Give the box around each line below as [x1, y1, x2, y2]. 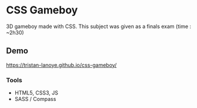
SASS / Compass [14, 96, 56, 103]
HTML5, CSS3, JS [14, 89, 59, 96]
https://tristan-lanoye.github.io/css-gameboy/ [6, 61, 117, 68]
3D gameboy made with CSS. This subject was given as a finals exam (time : [6, 23, 192, 30]
